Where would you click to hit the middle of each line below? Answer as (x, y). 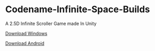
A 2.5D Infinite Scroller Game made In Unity (51, 23)
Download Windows (26, 33)
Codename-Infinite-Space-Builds (78, 9)
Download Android (25, 43)
